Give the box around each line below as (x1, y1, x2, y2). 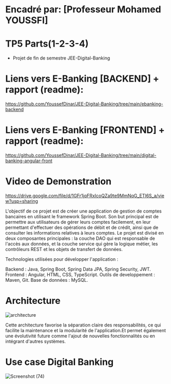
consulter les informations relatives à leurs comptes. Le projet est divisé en (5, 229, 164, 236)
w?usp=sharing (5, 198, 39, 204)
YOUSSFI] (5, 14, 48, 26)
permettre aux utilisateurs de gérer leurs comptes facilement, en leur (5, 219, 151, 225)
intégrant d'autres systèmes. (5, 338, 66, 344)
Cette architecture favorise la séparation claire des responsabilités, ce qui (5, 322, 161, 328)
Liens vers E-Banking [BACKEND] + (5, 73, 159, 85)
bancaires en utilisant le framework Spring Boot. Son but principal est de (5, 213, 159, 219)
